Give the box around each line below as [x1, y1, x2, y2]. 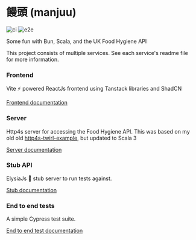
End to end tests [6, 201, 55, 210]
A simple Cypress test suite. [6, 215, 76, 222]
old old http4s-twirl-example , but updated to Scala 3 [6, 134, 137, 141]
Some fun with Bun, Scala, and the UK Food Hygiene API [6, 37, 147, 45]
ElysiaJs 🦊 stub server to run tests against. [6, 175, 112, 182]
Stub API [6, 161, 33, 169]
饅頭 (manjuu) [6, 5, 77, 19]
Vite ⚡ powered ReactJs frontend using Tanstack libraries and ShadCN [6, 85, 182, 92]
